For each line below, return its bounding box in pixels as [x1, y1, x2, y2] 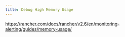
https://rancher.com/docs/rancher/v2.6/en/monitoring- [5, 21, 120, 27]
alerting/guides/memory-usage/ [5, 26, 72, 32]
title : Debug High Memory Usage [5, 7, 73, 12]
